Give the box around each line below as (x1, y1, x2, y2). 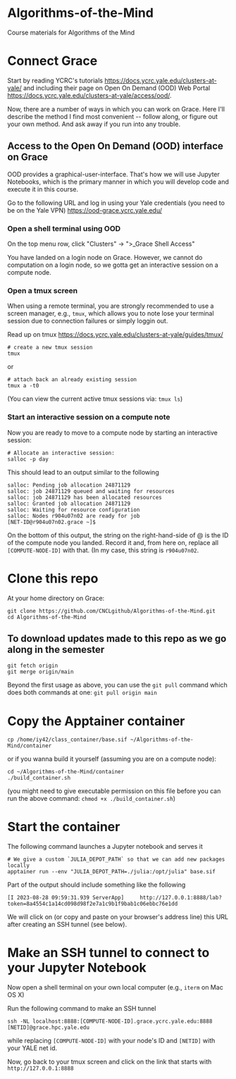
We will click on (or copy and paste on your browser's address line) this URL (7, 913, 229, 921)
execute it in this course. (7, 185, 79, 193)
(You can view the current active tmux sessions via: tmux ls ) (7, 394, 183, 403)
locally (7, 862, 30, 869)
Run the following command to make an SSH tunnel (7, 1004, 156, 1013)
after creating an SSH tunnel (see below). (7, 921, 128, 929)
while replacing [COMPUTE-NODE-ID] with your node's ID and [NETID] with (7, 1037, 216, 1045)
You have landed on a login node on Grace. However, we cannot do (7, 253, 203, 261)
